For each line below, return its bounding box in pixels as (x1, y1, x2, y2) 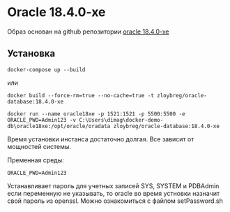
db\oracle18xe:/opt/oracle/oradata (7, 122, 111, 129)
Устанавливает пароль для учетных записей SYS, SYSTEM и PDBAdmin (7, 181, 220, 190)
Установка (7, 48, 56, 59)
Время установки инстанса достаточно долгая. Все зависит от (7, 134, 194, 143)
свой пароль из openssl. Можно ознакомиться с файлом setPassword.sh (7, 197, 223, 205)
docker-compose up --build (7, 66, 86, 73)
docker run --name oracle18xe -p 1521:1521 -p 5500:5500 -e (7, 110, 186, 118)
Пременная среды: (7, 155, 64, 164)
